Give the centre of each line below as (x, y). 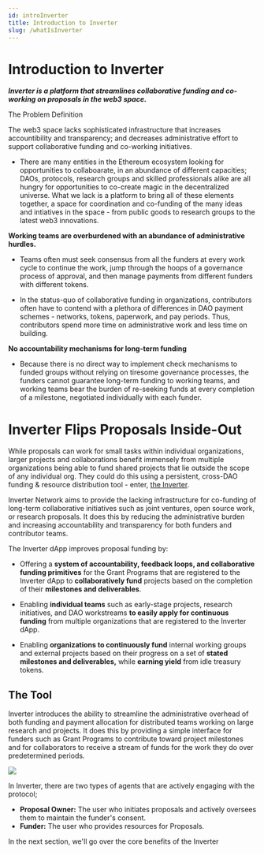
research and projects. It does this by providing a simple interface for (120, 731)
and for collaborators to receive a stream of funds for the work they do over (131, 748)
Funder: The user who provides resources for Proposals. (112, 826)
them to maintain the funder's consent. (83, 818)
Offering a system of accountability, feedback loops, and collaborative (137, 564)
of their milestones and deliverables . (80, 589)
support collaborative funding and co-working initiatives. (100, 147)
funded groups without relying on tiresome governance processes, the (134, 372)
